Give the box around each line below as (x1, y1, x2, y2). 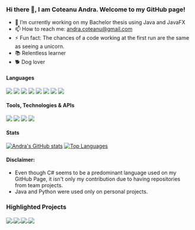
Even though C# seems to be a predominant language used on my (14, 169, 177, 177)
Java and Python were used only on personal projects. (14, 188, 148, 195)
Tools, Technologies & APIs (6, 102, 75, 109)
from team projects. (14, 182, 63, 189)
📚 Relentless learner (14, 50, 66, 57)
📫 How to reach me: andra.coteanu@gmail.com (14, 25, 133, 33)
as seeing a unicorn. (14, 43, 65, 50)
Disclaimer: (6, 156, 36, 163)
